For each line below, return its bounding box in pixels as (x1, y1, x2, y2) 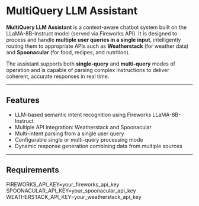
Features (6, 96, 40, 106)
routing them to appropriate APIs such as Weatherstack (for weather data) (6, 42, 189, 50)
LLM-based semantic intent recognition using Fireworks (14, 111, 152, 118)
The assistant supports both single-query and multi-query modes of (6, 60, 176, 67)
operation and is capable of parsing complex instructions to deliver (6, 66, 170, 73)
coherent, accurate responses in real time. (6, 73, 110, 80)
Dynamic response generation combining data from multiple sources (14, 142, 182, 149)
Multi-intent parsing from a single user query (14, 130, 124, 137)
